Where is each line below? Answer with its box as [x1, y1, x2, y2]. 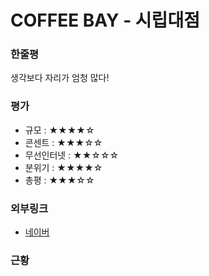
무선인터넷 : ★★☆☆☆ [24, 149, 120, 161]
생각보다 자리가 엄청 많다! [10, 72, 110, 84]
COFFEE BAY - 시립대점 [10, 9, 200, 32]
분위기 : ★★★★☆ [24, 161, 103, 173]
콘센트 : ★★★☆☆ [24, 136, 103, 148]
